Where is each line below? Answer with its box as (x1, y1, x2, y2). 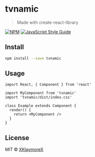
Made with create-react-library (16, 19, 79, 25)
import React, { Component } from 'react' (5, 82, 92, 87)
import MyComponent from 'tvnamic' (5, 91, 77, 96)
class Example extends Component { (5, 104, 77, 108)
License (5, 134, 29, 142)
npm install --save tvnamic (5, 56, 62, 61)
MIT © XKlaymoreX (5, 147, 44, 153)
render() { (9, 108, 31, 113)
